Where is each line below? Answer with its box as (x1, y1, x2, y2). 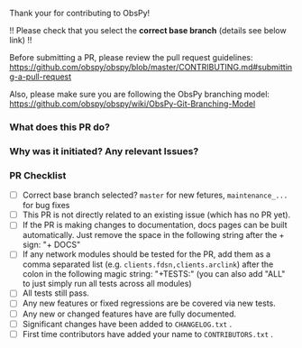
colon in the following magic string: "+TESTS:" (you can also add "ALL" (22, 269, 286, 279)
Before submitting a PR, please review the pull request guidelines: (9, 52, 253, 62)
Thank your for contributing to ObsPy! (9, 8, 151, 18)
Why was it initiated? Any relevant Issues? (9, 144, 199, 157)
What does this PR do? (9, 121, 111, 133)
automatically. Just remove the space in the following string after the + (22, 230, 285, 241)
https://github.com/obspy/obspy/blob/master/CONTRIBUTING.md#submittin (9, 62, 293, 72)
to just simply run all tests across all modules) (22, 279, 192, 289)
